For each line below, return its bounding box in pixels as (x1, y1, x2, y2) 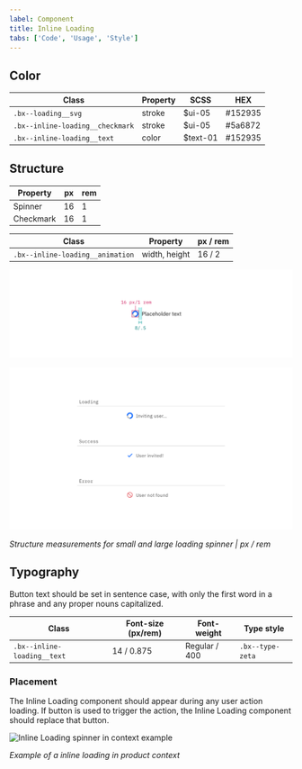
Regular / (185, 640, 219, 652)
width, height (141, 249, 191, 259)
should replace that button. (9, 715, 110, 726)
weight (195, 628, 222, 638)
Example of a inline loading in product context (9, 750, 181, 761)
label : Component (9, 14, 75, 23)
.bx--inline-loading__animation (13, 250, 135, 259)
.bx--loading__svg (13, 109, 83, 118)
